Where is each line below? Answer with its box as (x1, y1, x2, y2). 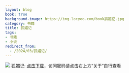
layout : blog (5, 7, 32, 12)
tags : (5, 30, 16, 35)
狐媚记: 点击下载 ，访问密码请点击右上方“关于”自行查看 (11, 63, 122, 69)
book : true (5, 12, 28, 17)
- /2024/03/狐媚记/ (9, 48, 47, 53)
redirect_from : (5, 44, 36, 49)
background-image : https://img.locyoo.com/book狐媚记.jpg (5, 16, 125, 21)
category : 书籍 (5, 21, 35, 26)
